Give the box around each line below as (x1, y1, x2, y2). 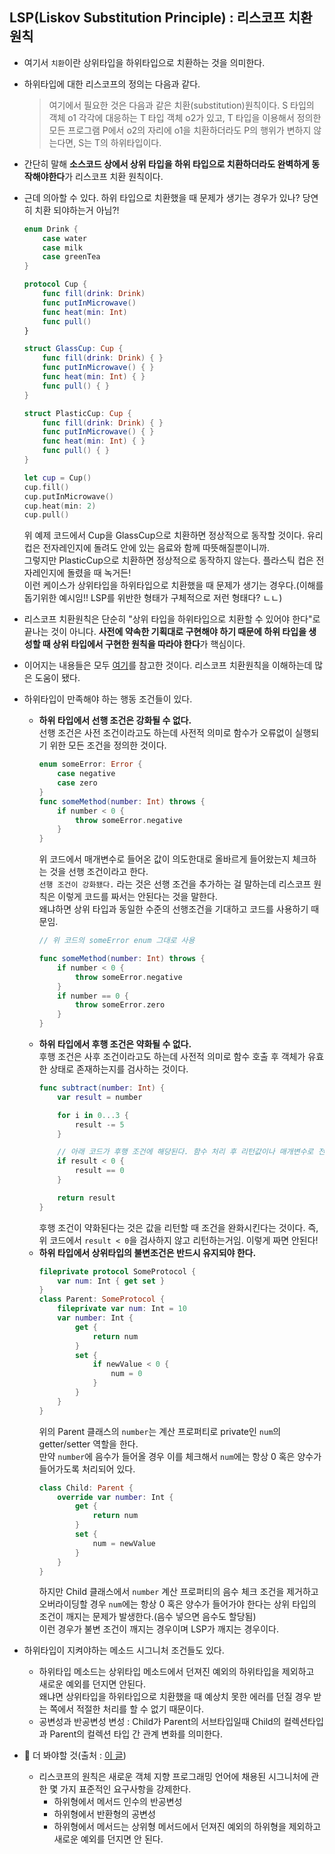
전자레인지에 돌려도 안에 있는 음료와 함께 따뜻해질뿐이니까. (42, 542, 271, 554)
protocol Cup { (23, 279, 88, 290)
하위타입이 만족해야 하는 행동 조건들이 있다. (23, 693, 193, 705)
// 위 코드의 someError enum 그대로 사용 (38, 936, 196, 946)
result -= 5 (74, 1119, 125, 1130)
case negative (57, 769, 116, 779)
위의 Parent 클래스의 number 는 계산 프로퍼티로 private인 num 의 (38, 1425, 282, 1437)
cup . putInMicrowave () (23, 491, 115, 502)
